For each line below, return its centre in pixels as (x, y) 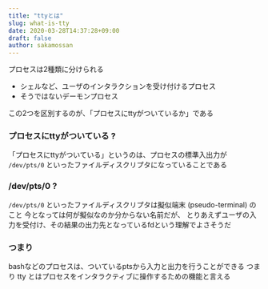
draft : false (30, 38)
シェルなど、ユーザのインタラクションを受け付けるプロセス (118, 86)
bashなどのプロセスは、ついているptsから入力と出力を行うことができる (126, 267)
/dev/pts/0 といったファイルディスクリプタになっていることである (118, 165)
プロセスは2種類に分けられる (56, 70)
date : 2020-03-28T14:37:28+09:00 (64, 30)
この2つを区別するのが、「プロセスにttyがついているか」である (111, 114)
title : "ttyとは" (36, 16)
